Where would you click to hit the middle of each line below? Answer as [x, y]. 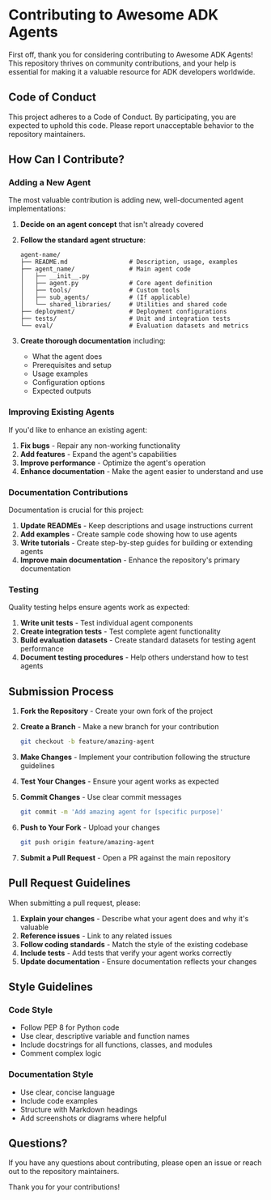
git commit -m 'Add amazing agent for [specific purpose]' [122, 812]
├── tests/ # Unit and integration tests [125, 319]
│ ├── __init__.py [55, 276]
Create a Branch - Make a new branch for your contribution [120, 727]
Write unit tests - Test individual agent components [106, 623]
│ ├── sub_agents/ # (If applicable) [106, 297]
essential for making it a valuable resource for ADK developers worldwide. [132, 71]
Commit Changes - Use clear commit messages [101, 797]
